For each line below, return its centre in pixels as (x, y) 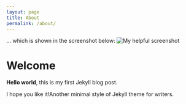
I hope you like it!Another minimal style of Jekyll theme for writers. (90, 94)
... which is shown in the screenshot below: (61, 41)
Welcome (31, 65)
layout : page (23, 12)
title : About (23, 18)
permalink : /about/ (31, 23)
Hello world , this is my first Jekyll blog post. (62, 83)
